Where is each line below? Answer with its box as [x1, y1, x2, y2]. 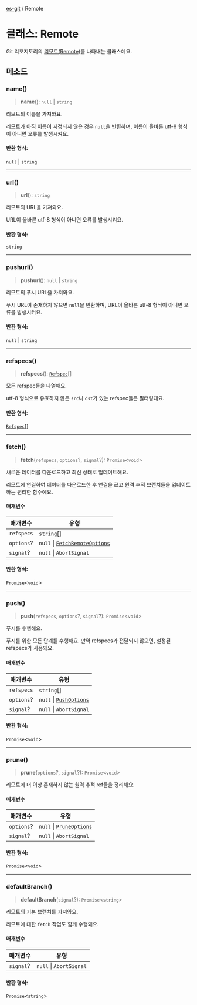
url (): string [20, 192, 50, 199]
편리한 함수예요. [16, 488, 53, 495]
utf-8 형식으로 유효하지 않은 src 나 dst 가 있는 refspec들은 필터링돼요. [6, 395, 165, 402]
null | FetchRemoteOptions [39, 539, 110, 547]
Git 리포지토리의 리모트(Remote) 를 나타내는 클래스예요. [6, 48, 133, 55]
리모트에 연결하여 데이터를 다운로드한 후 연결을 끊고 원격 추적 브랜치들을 [6, 481, 171, 488]
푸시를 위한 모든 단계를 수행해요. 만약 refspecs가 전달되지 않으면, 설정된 [6, 637, 171, 644]
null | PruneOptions [39, 822, 93, 830]
